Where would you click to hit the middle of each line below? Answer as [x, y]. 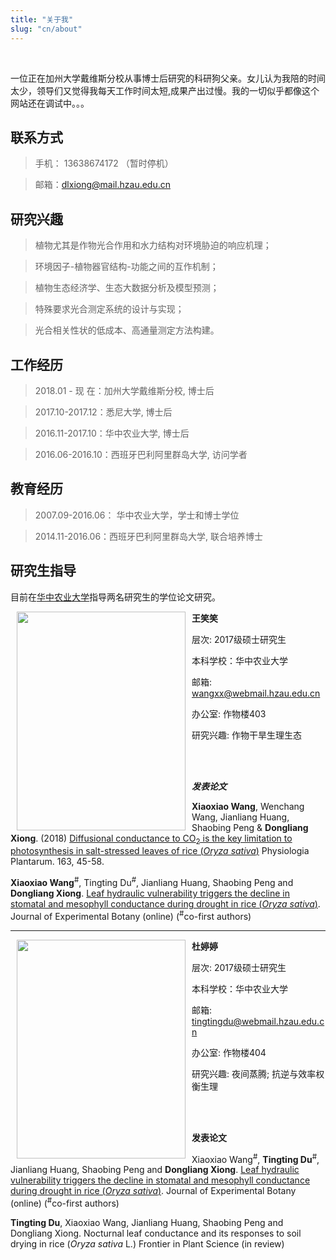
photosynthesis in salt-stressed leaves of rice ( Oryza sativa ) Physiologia [160, 851]
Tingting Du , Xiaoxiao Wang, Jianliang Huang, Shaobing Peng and [147, 1222]
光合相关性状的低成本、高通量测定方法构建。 [127, 330]
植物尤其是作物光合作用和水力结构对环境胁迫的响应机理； [153, 245]
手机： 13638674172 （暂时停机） [104, 163]
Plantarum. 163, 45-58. [57, 862]
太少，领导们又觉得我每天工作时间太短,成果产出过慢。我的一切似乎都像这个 [165, 90]
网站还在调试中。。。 [50, 103]
